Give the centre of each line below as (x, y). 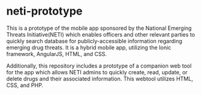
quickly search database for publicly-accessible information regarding (94, 41)
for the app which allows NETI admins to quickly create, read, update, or (97, 72)
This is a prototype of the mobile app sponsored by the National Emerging (99, 28)
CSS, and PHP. (25, 85)
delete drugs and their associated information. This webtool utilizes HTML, (100, 79)
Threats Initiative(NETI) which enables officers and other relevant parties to (101, 34)
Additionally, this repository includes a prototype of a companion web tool (99, 66)
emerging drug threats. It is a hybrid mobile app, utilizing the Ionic (89, 47)
